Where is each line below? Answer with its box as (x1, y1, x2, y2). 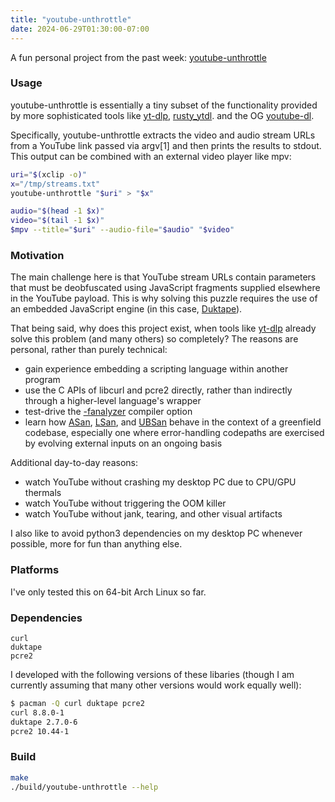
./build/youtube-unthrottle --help (10, 782, 159, 792)
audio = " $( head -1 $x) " (10, 206, 105, 216)
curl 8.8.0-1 (10, 707, 65, 718)
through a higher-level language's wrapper (24, 395, 202, 407)
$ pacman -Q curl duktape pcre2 (10, 698, 145, 708)
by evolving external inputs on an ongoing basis (24, 437, 223, 450)
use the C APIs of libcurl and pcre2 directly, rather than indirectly (24, 384, 293, 396)
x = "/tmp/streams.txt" (10, 179, 101, 189)
